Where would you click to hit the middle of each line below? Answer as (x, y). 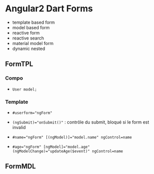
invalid (19, 127)
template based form (34, 22)
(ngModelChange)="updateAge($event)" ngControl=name (68, 151)
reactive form (26, 33)
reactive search (28, 38)
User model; (24, 89)
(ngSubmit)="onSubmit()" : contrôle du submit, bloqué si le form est (81, 122)
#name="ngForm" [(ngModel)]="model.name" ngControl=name (72, 137)
